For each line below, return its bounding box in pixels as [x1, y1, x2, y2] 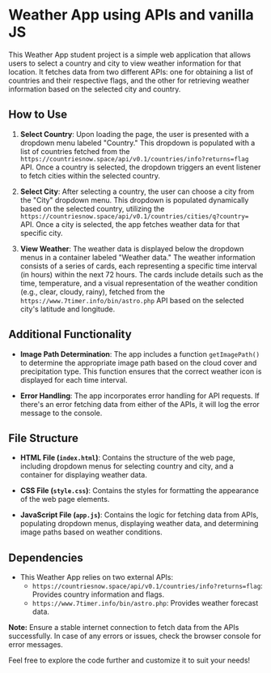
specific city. [19, 228, 63, 238]
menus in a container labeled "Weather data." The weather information [19, 252, 256, 262]
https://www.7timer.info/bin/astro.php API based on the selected [19, 295, 244, 305]
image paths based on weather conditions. [19, 527, 163, 537]
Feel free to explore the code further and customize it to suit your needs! [8, 655, 251, 666]
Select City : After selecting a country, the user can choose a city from [19, 186, 255, 196]
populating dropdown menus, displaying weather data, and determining [19, 519, 259, 529]
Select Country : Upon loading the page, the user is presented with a [19, 129, 249, 139]
